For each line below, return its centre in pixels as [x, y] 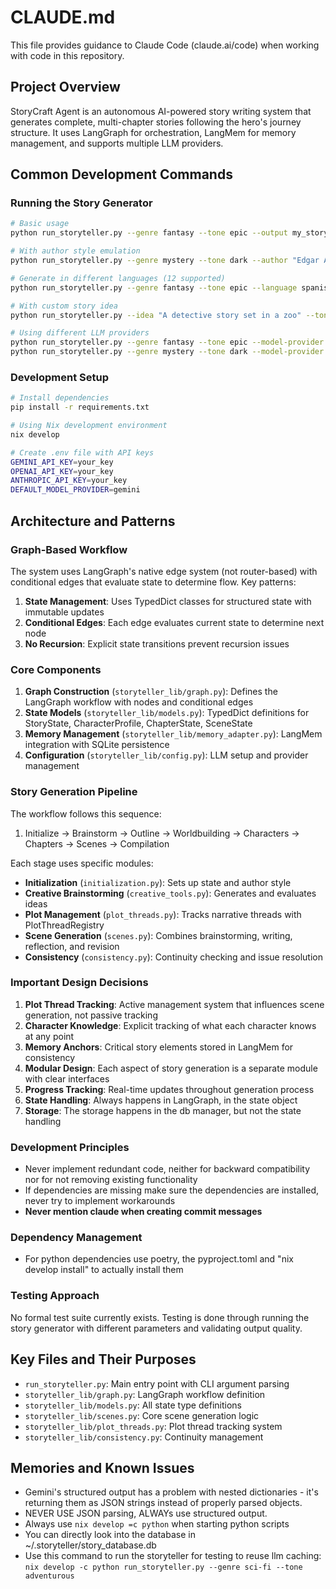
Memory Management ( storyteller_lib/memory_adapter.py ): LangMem [173, 734]
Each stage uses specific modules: [82, 863]
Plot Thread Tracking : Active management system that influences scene [174, 1004]
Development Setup [59, 377]
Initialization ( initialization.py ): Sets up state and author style [158, 882]
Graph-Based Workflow [69, 549]
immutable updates [64, 612]
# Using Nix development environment [89, 426]
